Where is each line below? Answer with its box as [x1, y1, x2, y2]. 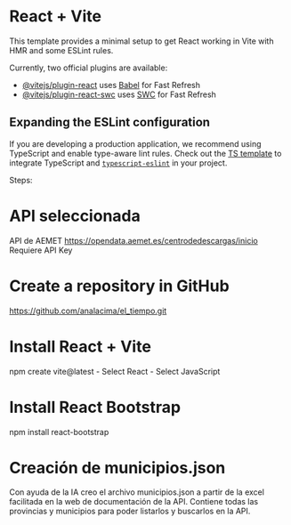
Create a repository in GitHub [9, 276, 230, 295]
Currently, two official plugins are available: [9, 62, 168, 73]
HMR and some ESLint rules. [9, 44, 114, 55]
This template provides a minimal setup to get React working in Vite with [9, 36, 274, 46]
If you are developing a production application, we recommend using [9, 138, 262, 149]
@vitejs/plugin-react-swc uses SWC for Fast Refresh [21, 89, 216, 100]
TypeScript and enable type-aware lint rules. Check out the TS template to [9, 148, 282, 158]
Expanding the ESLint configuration [9, 115, 211, 130]
